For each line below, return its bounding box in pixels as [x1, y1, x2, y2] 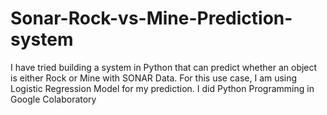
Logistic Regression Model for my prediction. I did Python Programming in [10, 82, 315, 94]
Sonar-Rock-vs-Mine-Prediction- [10, 7, 293, 30]
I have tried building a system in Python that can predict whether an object [10, 61, 318, 73]
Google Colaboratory [10, 93, 97, 105]
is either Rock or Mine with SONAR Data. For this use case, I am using [10, 72, 298, 84]
